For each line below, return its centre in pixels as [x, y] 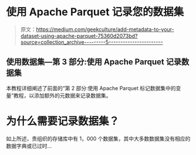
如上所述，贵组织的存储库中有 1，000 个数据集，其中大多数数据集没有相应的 [98, 139]
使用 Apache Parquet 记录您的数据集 [95, 12]
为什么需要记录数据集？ [63, 121]
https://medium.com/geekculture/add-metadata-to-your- [105, 29]
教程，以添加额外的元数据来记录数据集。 [62, 95]
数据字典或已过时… [29, 146]
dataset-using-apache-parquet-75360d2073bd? [79, 36]
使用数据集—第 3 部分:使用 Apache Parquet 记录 [94, 62]
